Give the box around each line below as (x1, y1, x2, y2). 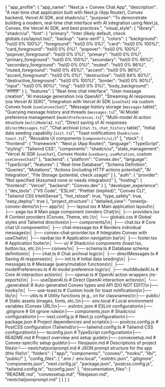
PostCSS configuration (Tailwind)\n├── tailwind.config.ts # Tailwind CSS (5, 324, 154, 330)
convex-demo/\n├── (5, 203, 48, 209)
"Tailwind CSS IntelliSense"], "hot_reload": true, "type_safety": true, (5, 193, 143, 199)
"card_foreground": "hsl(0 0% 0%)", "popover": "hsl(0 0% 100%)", (5, 46, 140, 52)
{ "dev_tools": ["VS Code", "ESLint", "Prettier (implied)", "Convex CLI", (5, 188, 146, 193)
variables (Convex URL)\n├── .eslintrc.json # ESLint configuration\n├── (5, 303, 153, 309)
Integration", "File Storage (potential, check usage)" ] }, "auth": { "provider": (5, 172, 159, 178)
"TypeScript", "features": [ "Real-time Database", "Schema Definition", (5, 161, 148, 167)
